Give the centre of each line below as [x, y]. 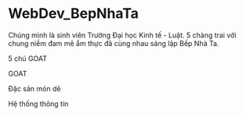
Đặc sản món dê [34, 88]
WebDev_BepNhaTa [74, 14]
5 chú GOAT [27, 58]
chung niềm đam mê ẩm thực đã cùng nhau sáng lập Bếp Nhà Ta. [114, 43]
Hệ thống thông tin [38, 104]
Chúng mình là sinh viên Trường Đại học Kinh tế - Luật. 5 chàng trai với [122, 35]
